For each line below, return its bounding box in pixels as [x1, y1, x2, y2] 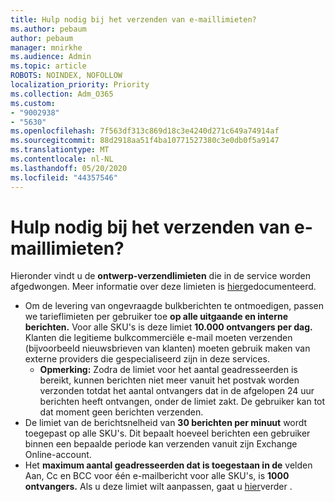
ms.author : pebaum [10, 24, 87, 34]
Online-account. [24, 449, 92, 461]
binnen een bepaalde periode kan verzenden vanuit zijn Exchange [24, 438, 298, 450]
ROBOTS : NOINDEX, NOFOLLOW [10, 71, 123, 81]
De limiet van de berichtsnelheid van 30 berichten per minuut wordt [24, 417, 308, 429]
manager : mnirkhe [10, 42, 83, 53]
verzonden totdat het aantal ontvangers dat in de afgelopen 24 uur [39, 385, 315, 397]
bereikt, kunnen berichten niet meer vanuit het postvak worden [39, 374, 300, 386]
